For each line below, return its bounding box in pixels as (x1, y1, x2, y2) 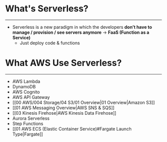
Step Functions (12, 120, 44, 127)
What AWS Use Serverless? (5, 58, 122, 69)
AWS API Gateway (12, 94, 50, 100)
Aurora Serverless (12, 115, 50, 121)
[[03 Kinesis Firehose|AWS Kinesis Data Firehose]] (12, 110, 117, 116)
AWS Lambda (12, 78, 41, 84)
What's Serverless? (5, 3, 88, 14)
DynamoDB (12, 83, 36, 89)
